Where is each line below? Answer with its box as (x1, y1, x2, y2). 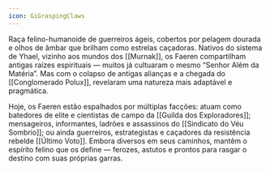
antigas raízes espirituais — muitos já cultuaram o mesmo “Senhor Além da (8, 60, 259, 70)
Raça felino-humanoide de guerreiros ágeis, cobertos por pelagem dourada (8, 34, 261, 44)
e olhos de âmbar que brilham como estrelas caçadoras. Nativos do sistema (8, 42, 263, 53)
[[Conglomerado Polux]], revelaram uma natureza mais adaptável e (8, 77, 233, 87)
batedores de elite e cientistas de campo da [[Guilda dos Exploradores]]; (8, 110, 251, 120)
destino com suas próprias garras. (8, 153, 123, 163)
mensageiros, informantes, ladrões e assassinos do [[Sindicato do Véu (8, 118, 244, 128)
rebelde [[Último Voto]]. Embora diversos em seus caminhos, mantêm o (8, 135, 247, 146)
